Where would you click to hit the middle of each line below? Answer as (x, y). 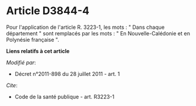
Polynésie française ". (33, 39)
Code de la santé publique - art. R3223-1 (64, 97)
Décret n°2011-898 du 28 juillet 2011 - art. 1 (67, 74)
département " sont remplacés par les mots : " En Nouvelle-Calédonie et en (98, 33)
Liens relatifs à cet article (38, 51)
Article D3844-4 (48, 11)
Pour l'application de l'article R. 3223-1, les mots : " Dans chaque (85, 27)
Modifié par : (21, 62)
